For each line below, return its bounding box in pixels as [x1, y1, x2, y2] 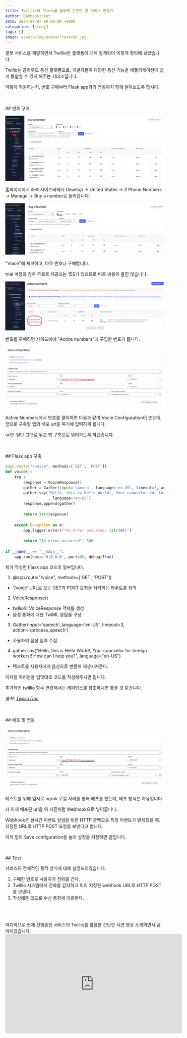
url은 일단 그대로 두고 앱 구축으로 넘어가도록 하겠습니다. [5, 432, 114, 438]
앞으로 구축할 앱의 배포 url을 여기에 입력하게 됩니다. [5, 421, 106, 427]
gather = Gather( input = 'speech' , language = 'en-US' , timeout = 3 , [23, 485, 159, 490]
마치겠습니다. [5, 928, 31, 934]
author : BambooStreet [5, 13, 51, 19]
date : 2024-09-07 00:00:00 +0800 [5, 19, 76, 24]
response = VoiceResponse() [23, 480, 82, 485]
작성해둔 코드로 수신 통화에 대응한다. [12, 895, 84, 901]
